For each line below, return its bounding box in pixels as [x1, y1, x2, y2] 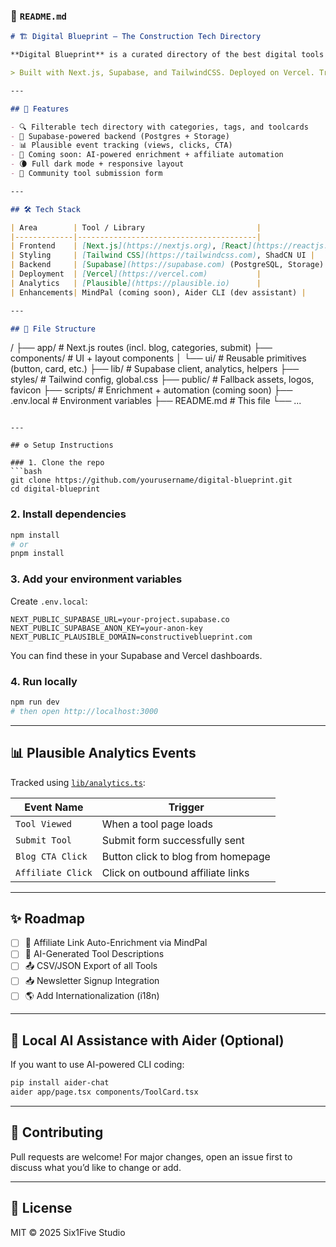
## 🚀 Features [10, 104, 70, 114]
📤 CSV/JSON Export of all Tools [24, 960, 158, 972]
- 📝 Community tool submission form [10, 169, 163, 179]
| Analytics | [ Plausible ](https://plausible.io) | [10, 278, 262, 288]
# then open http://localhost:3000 [10, 706, 159, 716]
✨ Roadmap [10, 910, 85, 927]
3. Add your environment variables [10, 572, 183, 586]
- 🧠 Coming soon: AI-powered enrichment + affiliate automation [10, 150, 284, 160]
